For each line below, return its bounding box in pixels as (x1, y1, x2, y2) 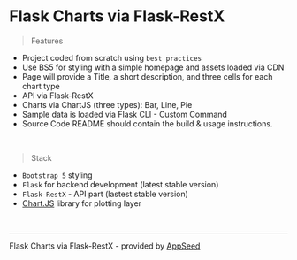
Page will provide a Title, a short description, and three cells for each (21, 71, 273, 81)
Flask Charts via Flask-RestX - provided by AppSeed (9, 241, 201, 251)
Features (30, 35, 64, 46)
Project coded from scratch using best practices (21, 52, 202, 63)
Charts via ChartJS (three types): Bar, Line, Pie (21, 99, 193, 110)
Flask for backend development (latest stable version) (21, 179, 219, 189)
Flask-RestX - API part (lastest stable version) (21, 188, 188, 199)
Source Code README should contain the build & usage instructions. (21, 118, 273, 129)
